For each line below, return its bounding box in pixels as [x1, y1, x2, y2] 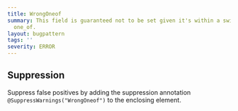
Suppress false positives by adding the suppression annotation [7, 88, 191, 96]
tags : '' [7, 37, 33, 44]
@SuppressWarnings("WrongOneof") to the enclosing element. [7, 95, 182, 104]
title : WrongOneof [7, 10, 62, 18]
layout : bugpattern [7, 30, 65, 37]
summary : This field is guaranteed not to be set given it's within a [7, 17, 220, 24]
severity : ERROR [7, 43, 55, 50]
